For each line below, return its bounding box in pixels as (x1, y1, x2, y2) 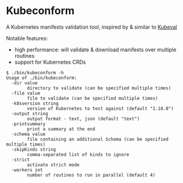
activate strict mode (27, 162, 80, 168)
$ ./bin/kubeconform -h (6, 70, 64, 75)
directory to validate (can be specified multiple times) (27, 85, 171, 91)
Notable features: (6, 34, 48, 42)
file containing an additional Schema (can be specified (27, 136, 168, 142)
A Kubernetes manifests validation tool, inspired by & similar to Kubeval (6, 23, 177, 30)
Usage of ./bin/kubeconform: (6, 75, 77, 81)
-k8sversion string (11, 101, 59, 106)
